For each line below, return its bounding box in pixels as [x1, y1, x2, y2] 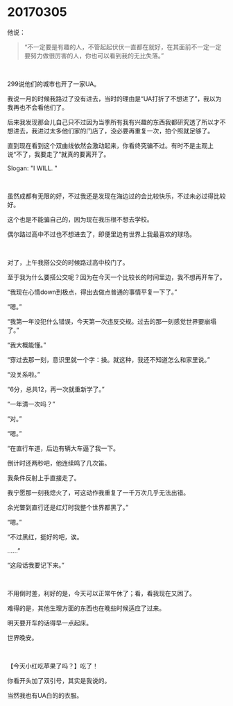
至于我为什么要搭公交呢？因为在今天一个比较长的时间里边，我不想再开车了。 [7, 272, 226, 281]
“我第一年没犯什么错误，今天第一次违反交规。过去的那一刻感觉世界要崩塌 [7, 317, 217, 325]
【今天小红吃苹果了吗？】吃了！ [7, 662, 98, 670]
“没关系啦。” [7, 370, 40, 379]
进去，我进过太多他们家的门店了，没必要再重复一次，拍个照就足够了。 [12, 126, 214, 135]
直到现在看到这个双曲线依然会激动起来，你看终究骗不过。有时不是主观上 [7, 141, 214, 149]
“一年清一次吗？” [7, 400, 55, 408]
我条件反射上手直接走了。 [7, 473, 80, 482]
